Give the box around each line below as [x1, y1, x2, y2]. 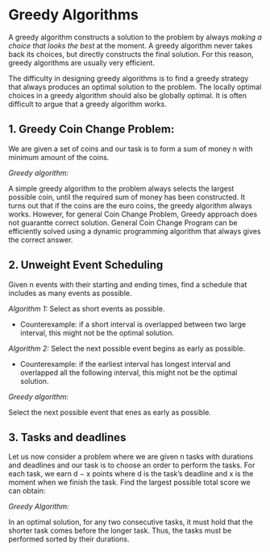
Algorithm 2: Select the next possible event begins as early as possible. [8, 344, 246, 353]
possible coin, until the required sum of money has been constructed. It [8, 192, 246, 202]
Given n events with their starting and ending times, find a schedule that [8, 279, 247, 289]
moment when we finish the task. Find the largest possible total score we [8, 477, 251, 488]
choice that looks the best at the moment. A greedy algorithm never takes [8, 40, 253, 50]
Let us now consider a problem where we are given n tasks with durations [8, 452, 254, 462]
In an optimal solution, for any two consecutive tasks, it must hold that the [8, 517, 254, 527]
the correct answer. [8, 235, 73, 245]
